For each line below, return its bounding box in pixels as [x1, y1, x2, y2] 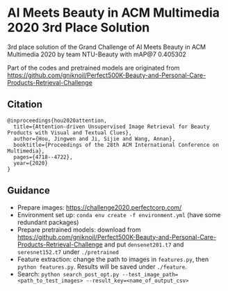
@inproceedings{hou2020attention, [7, 117, 108, 124]
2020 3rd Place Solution [7, 19, 150, 36]
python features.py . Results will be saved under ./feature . [17, 262, 188, 271]
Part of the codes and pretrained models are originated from [7, 63, 180, 72]
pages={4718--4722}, [13, 153, 73, 161]
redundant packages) [17, 218, 79, 226]
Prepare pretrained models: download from [17, 225, 141, 234]
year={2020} [13, 159, 49, 166]
